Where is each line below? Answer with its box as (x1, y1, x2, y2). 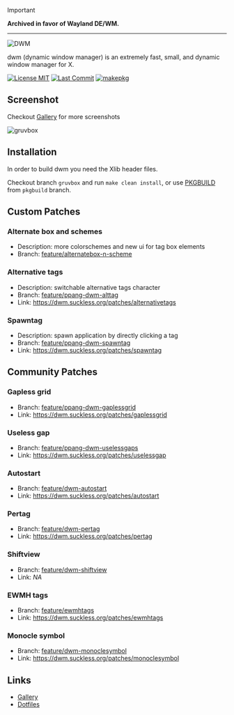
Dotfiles (17, 700, 40, 709)
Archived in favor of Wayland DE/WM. (7, 20, 120, 27)
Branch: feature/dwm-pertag (17, 525, 100, 533)
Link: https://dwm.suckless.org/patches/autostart (17, 491, 159, 500)
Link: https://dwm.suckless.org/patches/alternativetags (17, 298, 176, 306)
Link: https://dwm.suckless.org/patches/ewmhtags (17, 613, 164, 622)
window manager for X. (7, 61, 75, 68)
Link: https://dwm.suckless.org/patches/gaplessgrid (17, 410, 167, 419)
